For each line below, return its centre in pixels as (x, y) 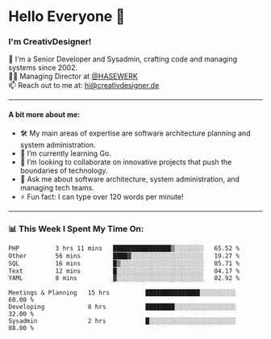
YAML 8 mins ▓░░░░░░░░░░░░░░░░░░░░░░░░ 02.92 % (124, 278)
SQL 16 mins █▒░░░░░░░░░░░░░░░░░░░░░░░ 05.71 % (124, 263)
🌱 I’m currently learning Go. (65, 153)
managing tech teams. (57, 187)
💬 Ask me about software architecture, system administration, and (130, 179)
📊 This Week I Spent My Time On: (76, 228)
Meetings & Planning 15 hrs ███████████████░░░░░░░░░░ (122, 293)
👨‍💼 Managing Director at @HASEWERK (73, 77)
